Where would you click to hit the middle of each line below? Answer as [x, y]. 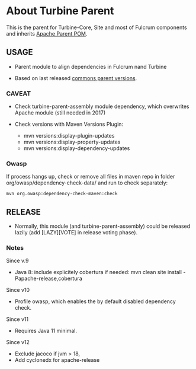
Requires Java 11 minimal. [46, 331]
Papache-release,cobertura [48, 279]
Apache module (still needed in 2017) [60, 113]
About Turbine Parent [60, 11]
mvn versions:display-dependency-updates [77, 148]
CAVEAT [19, 93]
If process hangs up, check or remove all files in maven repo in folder [91, 177]
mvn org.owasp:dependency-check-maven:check [62, 194]
